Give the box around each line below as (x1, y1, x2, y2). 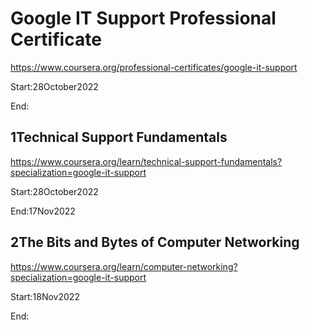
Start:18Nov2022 (10, 290, 80, 302)
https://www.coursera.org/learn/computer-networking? (10, 260, 238, 272)
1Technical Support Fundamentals (10, 129, 228, 146)
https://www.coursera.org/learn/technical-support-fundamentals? (10, 155, 283, 167)
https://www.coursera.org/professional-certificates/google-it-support (10, 61, 298, 73)
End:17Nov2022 (10, 205, 76, 217)
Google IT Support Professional (10, 7, 277, 30)
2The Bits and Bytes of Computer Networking (10, 234, 300, 251)
